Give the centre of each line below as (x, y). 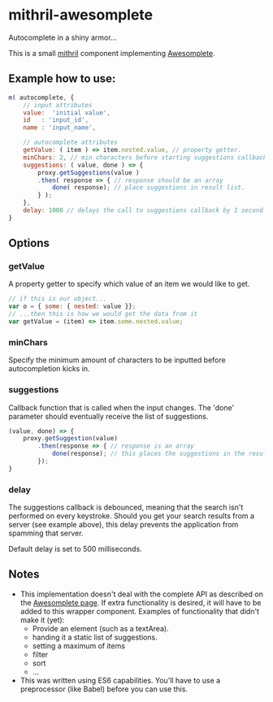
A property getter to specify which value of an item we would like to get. (129, 284)
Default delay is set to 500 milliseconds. (75, 549)
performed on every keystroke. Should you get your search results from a (131, 516)
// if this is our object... (58, 299)
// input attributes (58, 105)
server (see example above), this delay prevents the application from (123, 525)
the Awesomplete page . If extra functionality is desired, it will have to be (141, 602)
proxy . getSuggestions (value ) (89, 172)
